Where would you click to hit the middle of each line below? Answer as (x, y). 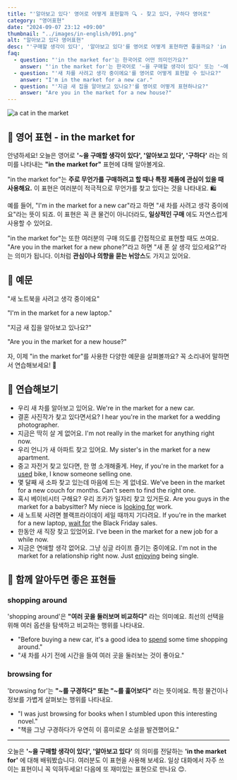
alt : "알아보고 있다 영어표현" (46, 40)
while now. (33, 539)
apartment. (34, 457)
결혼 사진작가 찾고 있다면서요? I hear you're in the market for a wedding (119, 417)
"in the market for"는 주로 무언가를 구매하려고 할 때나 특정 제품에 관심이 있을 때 (116, 179)
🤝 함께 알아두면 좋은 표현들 (62, 579)
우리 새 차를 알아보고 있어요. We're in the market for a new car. (106, 408)
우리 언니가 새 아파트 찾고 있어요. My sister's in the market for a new (114, 449)
